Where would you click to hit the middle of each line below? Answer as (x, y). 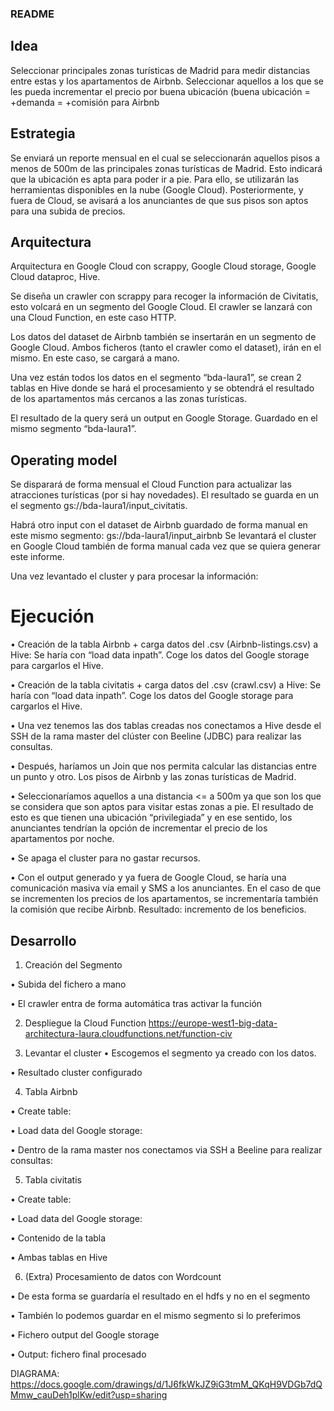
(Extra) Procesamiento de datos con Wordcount (123, 1276)
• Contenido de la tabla (58, 1238)
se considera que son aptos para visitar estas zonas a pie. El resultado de (162, 807)
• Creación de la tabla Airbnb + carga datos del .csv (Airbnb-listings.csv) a (164, 644)
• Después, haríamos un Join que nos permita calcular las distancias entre (163, 766)
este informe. (37, 557)
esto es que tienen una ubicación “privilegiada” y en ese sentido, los (151, 818)
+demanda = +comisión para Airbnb (85, 102)
